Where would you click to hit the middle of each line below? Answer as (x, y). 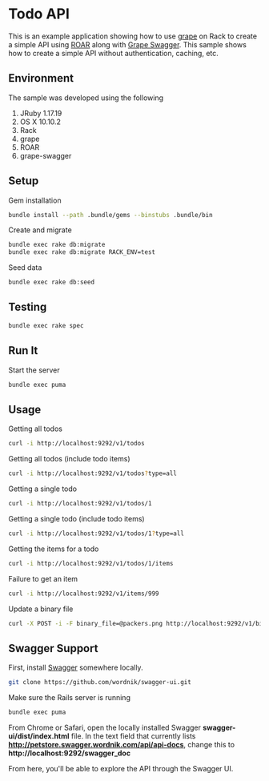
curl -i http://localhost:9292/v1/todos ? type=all (93, 473)
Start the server (34, 370)
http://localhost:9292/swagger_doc (69, 753)
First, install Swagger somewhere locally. (76, 668)
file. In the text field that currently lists (133, 736)
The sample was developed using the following (86, 98)
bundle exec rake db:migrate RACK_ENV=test (82, 252)
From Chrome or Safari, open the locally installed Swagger (105, 727)
